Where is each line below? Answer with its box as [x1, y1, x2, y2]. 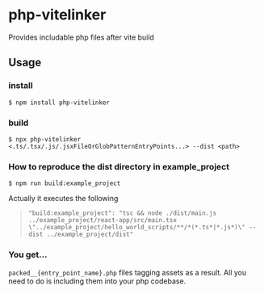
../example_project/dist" [46, 230, 134, 239]
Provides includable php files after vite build [8, 32, 155, 42]
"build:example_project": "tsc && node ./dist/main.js [27, 209, 217, 217]
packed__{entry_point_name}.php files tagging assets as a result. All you [8, 267, 247, 277]
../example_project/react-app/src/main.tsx [27, 216, 178, 225]
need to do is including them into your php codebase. [8, 276, 186, 286]
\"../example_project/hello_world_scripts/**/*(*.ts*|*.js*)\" [27, 224, 246, 232]
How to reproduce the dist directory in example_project [8, 161, 230, 172]
